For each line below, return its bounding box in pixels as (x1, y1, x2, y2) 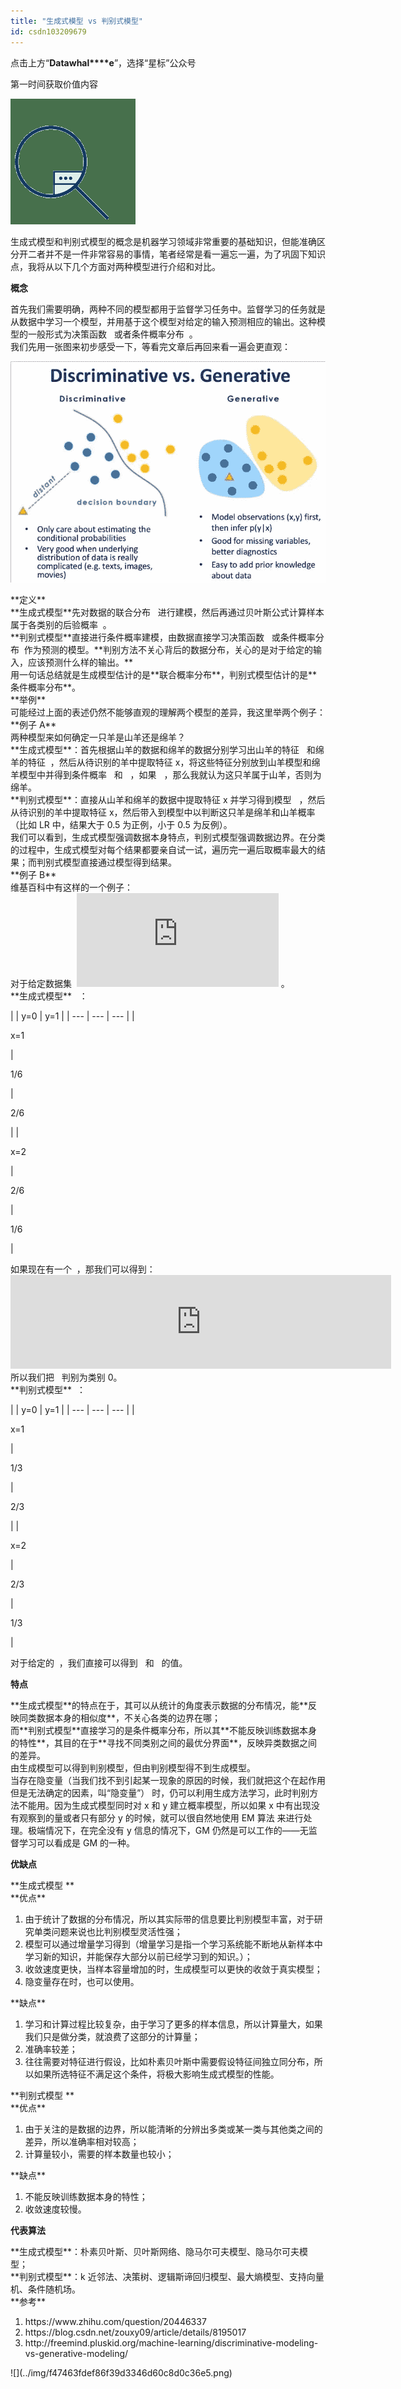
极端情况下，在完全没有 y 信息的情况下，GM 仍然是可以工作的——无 (27, 1825, 309, 1837)
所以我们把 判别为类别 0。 (10, 1371, 123, 1384)
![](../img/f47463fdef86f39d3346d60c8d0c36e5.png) (10, 2367, 233, 2379)
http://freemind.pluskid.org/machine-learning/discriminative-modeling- (24, 2337, 319, 2349)
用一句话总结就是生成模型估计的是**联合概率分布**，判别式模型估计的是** (10, 669, 318, 681)
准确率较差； (24, 2043, 78, 2055)
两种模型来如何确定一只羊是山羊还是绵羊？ (10, 731, 186, 744)
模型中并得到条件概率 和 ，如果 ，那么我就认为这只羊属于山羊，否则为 (18, 769, 322, 781)
